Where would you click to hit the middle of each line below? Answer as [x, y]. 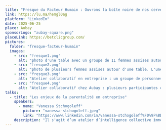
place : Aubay [19, 28]
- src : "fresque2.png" [37, 65]
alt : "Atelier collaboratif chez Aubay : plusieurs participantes [88, 88]
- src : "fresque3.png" [37, 74]
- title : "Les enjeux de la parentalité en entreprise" [68, 97]
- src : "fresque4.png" [37, 83]
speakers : [24, 102]
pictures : [15, 42]
